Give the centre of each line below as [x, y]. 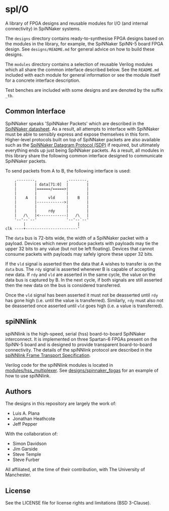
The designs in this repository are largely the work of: [61, 404]
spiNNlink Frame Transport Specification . [48, 355]
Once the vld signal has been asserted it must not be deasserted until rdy [82, 295]
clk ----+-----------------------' [43, 229]
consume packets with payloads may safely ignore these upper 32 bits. [79, 254]
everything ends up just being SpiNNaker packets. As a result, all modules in [84, 150]
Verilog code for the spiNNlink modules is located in [59, 365]
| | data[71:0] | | [52, 184]
